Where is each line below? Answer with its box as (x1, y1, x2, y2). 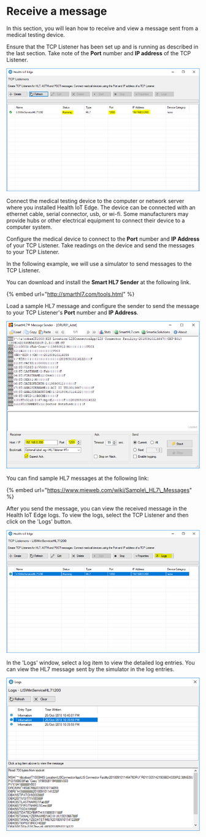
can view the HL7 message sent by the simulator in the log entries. (6, 665, 175, 673)
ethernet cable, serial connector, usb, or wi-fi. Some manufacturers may (6, 210, 189, 217)
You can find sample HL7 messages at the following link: (6, 474, 149, 482)
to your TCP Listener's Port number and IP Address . (6, 309, 139, 316)
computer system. (6, 223, 52, 231)
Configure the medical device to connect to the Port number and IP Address (6, 235, 200, 242)
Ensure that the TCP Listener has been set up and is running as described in (6, 43, 199, 50)
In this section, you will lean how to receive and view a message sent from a (6, 25, 199, 32)
